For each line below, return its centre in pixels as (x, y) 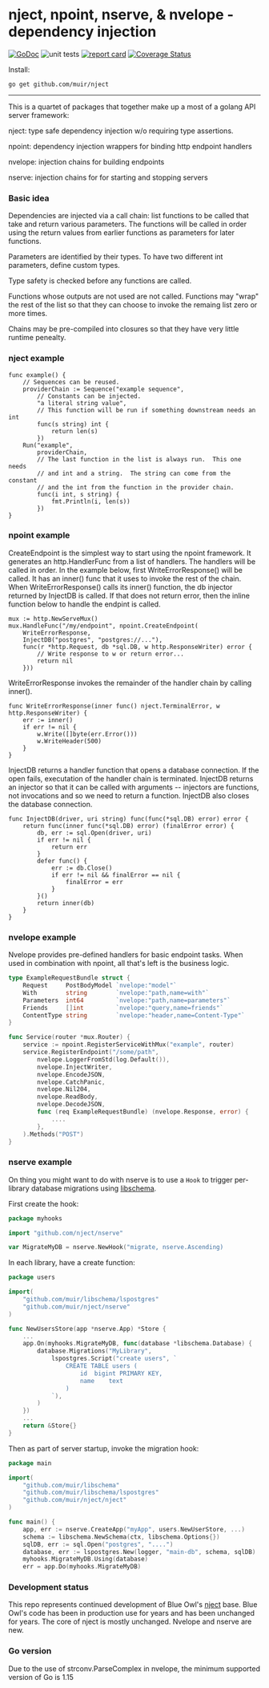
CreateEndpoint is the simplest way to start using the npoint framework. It (130, 553)
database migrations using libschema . (94, 1188)
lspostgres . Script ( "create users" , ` (114, 1359)
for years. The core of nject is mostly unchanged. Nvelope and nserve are (130, 1621)
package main (30, 1463)
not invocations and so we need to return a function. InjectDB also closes (129, 795)
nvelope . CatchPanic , (71, 1082)
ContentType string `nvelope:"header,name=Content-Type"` (134, 1015)
